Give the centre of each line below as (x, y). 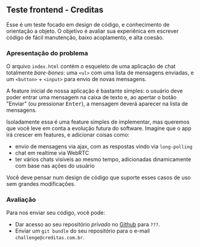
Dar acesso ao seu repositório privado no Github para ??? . (87, 225)
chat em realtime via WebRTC (52, 153)
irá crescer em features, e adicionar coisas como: (68, 135)
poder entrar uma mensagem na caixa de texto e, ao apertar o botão (92, 97)
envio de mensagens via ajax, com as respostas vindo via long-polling (104, 147)
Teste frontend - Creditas (55, 10)
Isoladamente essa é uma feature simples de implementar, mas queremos (98, 122)
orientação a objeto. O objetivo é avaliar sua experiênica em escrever (93, 31)
